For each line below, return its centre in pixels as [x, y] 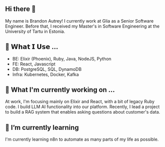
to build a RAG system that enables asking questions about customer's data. [83, 112]
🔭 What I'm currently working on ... [60, 90]
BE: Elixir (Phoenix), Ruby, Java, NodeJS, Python [62, 59]
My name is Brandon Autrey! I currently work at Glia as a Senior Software [80, 21]
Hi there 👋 [21, 9]
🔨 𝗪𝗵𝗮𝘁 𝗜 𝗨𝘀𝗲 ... [32, 47]
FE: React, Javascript [34, 64]
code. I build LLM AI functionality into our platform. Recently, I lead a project [82, 107]
